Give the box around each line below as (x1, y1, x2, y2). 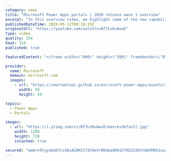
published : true (5, 45, 40, 50)
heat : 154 (5, 41, 26, 46)
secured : (5, 148, 24, 153)
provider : (5, 63, 26, 69)
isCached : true (14, 138, 47, 144)
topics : (5, 101, 22, 106)
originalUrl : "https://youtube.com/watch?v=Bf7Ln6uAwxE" (5, 26, 129, 31)
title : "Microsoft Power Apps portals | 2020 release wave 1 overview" (5, 12, 160, 17)
